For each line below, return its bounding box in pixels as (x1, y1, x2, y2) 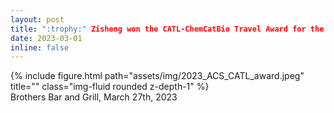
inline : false (10, 42, 70, 53)
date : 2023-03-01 (10, 33, 83, 43)
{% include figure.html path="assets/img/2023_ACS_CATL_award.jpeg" (10, 70, 305, 82)
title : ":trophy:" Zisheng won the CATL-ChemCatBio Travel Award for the (10, 24, 325, 34)
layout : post (10, 14, 65, 25)
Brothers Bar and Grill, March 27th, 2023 (10, 91, 178, 103)
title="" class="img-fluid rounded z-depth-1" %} (10, 81, 210, 93)
